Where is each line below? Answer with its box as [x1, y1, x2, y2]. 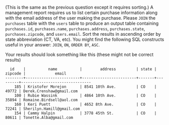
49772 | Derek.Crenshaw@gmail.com [5, 89, 78, 94]
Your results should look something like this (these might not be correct [5, 51, 154, 57]
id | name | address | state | [10, 67, 157, 72]
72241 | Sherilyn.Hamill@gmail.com [5, 106, 80, 111]
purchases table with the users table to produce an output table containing [5, 20, 159, 26]
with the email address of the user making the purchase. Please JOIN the [5, 15, 156, 21]
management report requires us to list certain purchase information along [5, 10, 158, 16]
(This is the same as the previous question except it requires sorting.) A [5, 5, 154, 10]
